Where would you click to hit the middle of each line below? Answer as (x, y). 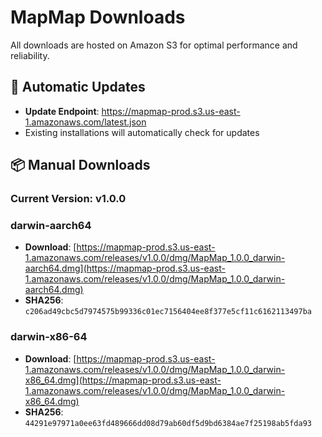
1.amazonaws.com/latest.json (85, 122)
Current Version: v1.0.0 (68, 199)
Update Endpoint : (62, 111)
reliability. (30, 55)
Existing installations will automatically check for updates (142, 132)
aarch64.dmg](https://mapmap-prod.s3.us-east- (125, 268)
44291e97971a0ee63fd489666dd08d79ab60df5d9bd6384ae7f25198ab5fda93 (168, 423)
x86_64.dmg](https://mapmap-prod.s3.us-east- (123, 380)
